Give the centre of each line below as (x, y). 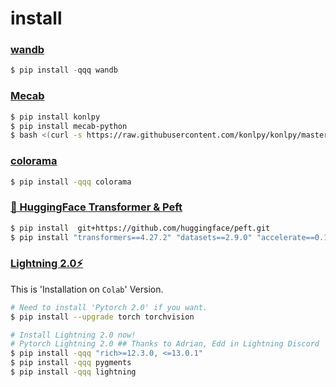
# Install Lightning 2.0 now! (73, 335)
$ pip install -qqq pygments (71, 363)
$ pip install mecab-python (69, 126)
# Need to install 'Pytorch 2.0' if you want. (109, 307)
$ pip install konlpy (55, 117)
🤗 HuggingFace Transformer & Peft (96, 207)
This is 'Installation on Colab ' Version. (87, 289)
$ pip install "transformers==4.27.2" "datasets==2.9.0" (131, 237)
